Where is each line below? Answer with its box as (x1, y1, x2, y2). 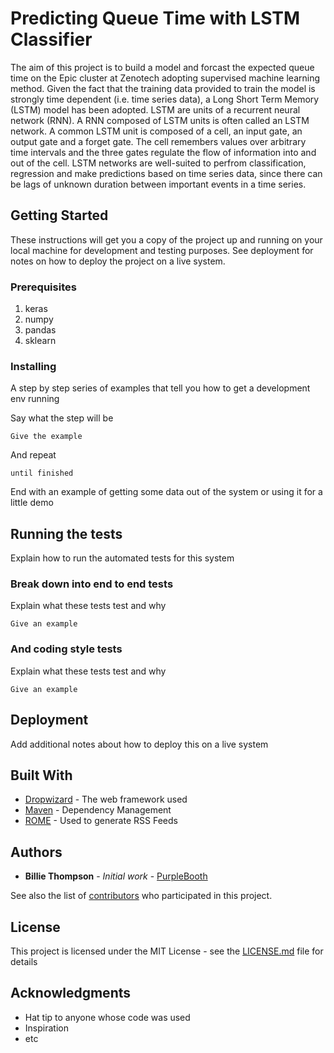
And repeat (10, 449, 57, 461)
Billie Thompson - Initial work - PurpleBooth (24, 870, 208, 882)
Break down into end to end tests (10, 577, 174, 591)
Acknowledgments (10, 985, 132, 1002)
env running (10, 393, 60, 405)
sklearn (24, 335, 57, 347)
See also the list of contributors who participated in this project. (10, 890, 273, 902)
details (10, 956, 38, 967)
